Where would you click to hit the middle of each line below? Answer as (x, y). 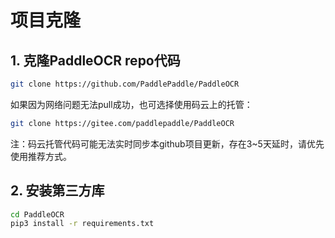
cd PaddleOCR (37, 214)
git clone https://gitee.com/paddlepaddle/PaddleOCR (122, 123)
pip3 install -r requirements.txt (82, 224)
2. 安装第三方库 (57, 191)
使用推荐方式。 (41, 156)
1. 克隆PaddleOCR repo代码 (95, 60)
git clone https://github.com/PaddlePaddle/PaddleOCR (125, 84)
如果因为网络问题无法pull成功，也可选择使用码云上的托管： (131, 104)
